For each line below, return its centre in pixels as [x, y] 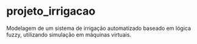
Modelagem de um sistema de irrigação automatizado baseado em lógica [99, 28]
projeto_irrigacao [51, 11]
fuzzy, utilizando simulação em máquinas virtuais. [69, 34]
